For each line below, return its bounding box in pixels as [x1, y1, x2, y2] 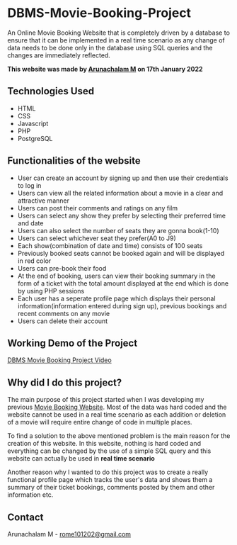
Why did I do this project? [7, 376, 122, 388]
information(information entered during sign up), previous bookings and [17, 301, 227, 310]
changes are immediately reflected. [7, 51, 111, 60]
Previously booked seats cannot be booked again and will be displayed [17, 249, 225, 257]
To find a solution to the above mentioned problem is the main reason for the [7, 432, 231, 440]
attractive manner [17, 196, 69, 205]
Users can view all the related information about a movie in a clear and [17, 189, 224, 197]
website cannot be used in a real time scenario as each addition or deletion [7, 410, 226, 419]
